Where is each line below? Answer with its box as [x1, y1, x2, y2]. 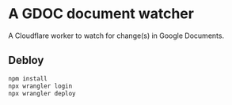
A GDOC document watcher [8, 5, 194, 23]
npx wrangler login [8, 82, 73, 90]
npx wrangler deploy [8, 89, 77, 97]
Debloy [8, 54, 44, 67]
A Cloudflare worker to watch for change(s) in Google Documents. [8, 31, 224, 40]
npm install [8, 74, 48, 83]
